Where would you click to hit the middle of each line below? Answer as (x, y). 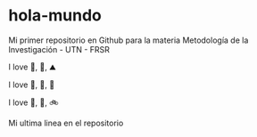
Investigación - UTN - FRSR (59, 49)
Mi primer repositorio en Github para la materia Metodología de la (128, 40)
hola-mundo (55, 16)
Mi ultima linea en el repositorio (66, 123)
